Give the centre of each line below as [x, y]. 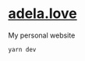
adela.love [42, 14]
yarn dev [22, 49]
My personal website [42, 35]
